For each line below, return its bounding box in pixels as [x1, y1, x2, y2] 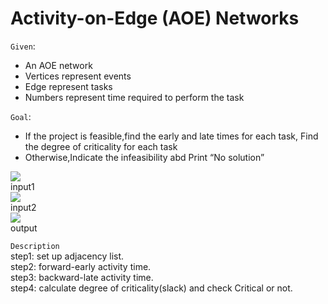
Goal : [10, 110, 32, 122]
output [10, 222, 38, 234]
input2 [10, 201, 37, 213]
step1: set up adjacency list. [10, 250, 125, 262]
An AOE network [24, 59, 93, 71]
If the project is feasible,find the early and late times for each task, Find [24, 130, 319, 142]
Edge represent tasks [24, 80, 113, 92]
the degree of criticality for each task [24, 140, 178, 152]
